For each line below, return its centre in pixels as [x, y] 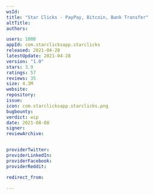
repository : [21, 95]
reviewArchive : [25, 134]
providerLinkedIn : [29, 156]
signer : [16, 128]
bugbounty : [20, 111]
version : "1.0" [25, 61]
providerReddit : [26, 166]
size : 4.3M [20, 84]
